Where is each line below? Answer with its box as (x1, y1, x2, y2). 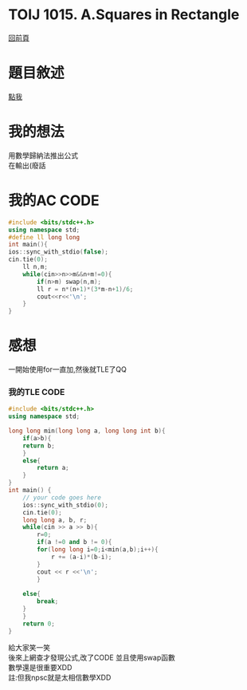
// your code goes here (22, 493, 102, 502)
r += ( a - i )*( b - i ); (50, 553, 112, 561)
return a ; (37, 464, 69, 472)
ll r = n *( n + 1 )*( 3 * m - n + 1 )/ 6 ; (37, 285, 134, 293)
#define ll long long (8, 233, 80, 241)
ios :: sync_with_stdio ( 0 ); (22, 501, 109, 509)
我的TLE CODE (8, 386, 65, 397)
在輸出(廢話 (8, 160, 46, 170)
